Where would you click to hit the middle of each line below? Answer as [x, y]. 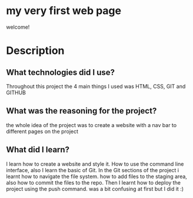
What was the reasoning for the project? [81, 111]
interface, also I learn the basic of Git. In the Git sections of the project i [93, 170]
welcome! [18, 27]
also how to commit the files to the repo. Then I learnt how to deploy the [94, 182]
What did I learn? [38, 150]
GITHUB [16, 93]
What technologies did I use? [60, 72]
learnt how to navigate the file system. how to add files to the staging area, [96, 176]
